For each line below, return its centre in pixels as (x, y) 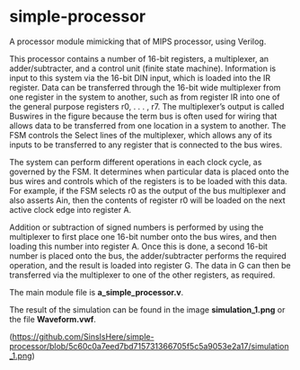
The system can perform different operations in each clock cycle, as (136, 162)
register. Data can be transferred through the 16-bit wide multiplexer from (145, 87)
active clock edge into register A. (71, 209)
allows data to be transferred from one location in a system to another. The (148, 125)
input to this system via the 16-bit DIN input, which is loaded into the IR (140, 77)
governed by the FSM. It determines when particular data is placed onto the (149, 172)
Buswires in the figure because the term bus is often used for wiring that (143, 116)
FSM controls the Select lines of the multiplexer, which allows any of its (141, 135)
